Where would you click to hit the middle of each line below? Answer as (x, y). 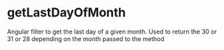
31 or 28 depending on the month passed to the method (86, 38)
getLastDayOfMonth (66, 13)
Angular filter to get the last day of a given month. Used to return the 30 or (112, 32)
